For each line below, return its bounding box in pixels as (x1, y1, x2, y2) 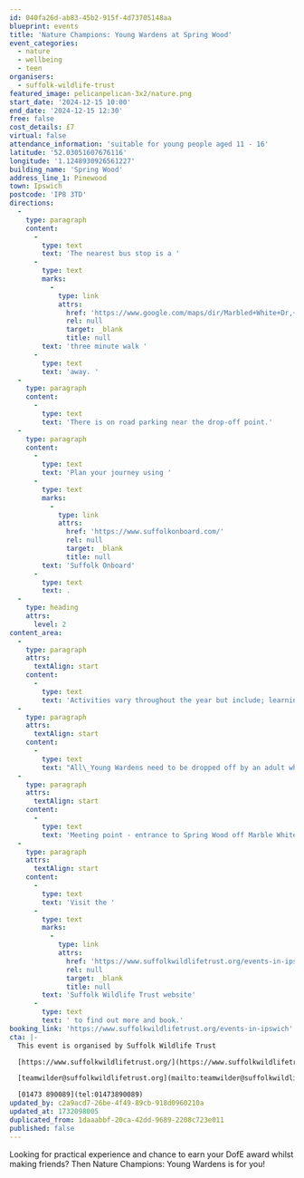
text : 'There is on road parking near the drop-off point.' (42, 418, 273, 427)
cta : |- (9, 1032, 39, 1042)
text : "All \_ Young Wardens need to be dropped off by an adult (42, 763, 285, 772)
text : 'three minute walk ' (42, 342, 147, 351)
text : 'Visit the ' (42, 898, 116, 907)
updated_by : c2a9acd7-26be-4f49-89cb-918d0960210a (9, 1098, 204, 1108)
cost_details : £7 (9, 123, 75, 132)
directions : (9, 198, 54, 208)
